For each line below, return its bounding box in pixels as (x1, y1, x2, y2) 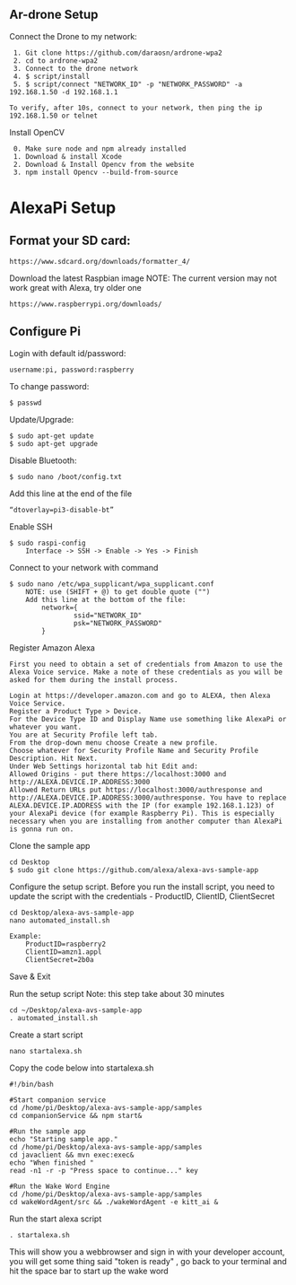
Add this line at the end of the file (9, 488, 133, 499)
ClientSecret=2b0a (25, 955, 94, 964)
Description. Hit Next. (9, 754, 99, 763)
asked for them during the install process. (9, 675, 178, 685)
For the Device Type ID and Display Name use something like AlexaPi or (9, 714, 287, 723)
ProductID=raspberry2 (25, 940, 106, 948)
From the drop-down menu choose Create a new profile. (9, 738, 219, 747)
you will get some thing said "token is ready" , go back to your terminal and (9, 1255, 287, 1266)
